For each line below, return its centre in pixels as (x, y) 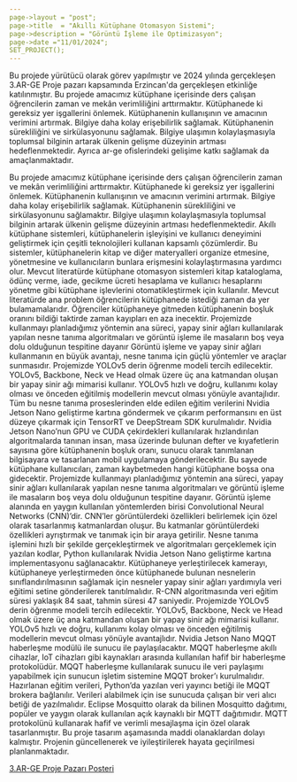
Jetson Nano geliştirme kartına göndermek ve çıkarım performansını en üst (145, 413)
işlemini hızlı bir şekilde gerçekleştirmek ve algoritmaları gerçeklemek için (143, 545)
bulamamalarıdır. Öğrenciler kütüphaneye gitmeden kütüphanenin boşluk (141, 309)
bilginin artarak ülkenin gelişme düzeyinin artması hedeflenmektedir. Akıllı (143, 225)
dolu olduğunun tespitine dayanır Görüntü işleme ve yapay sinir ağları (135, 347)
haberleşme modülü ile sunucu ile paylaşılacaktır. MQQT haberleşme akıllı (143, 648)
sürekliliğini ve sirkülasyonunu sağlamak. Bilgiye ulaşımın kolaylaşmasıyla (142, 132)
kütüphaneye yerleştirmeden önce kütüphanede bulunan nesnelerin (133, 573)
